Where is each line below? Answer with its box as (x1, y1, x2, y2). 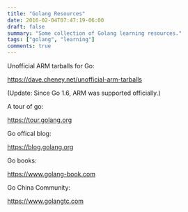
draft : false (7, 23, 45, 30)
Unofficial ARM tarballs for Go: (7, 62, 95, 70)
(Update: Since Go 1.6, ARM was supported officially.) (7, 89, 161, 97)
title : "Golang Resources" (7, 10, 86, 17)
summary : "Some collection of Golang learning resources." (7, 29, 182, 37)
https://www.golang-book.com (7, 170, 96, 178)
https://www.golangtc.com (7, 197, 84, 205)
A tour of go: (7, 103, 44, 110)
